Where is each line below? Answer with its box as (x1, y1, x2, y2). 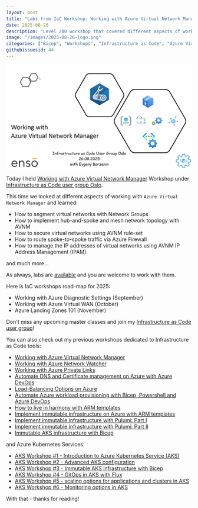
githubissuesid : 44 (6, 47, 54, 53)
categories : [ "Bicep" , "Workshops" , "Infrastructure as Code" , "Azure (6, 41, 183, 47)
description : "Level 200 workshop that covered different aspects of (6, 28, 181, 34)
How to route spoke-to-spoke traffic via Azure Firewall (14, 236, 147, 243)
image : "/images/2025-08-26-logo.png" (6, 34, 101, 41)
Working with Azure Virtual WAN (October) (14, 301, 119, 308)
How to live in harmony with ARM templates (14, 404, 121, 411)
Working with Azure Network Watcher (14, 360, 107, 367)
